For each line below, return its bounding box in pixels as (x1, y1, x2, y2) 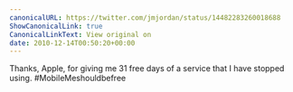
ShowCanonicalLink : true (9, 22, 103, 31)
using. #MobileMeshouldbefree (9, 73, 127, 84)
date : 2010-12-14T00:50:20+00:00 (9, 38, 136, 48)
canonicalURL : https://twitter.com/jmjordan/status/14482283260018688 (9, 13, 281, 23)
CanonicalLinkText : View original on (9, 30, 152, 39)
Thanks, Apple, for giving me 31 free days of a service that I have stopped (9, 63, 285, 74)
